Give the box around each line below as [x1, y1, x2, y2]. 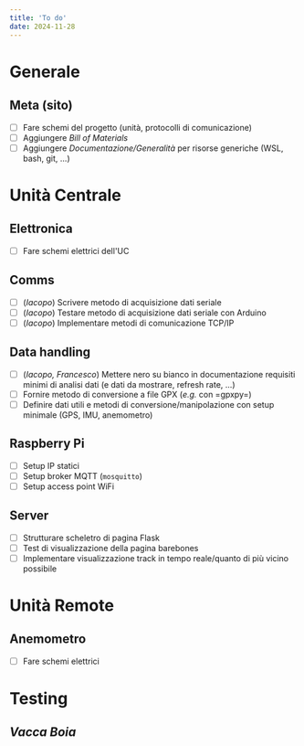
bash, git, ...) [22, 153, 70, 164]
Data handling [9, 345, 91, 360]
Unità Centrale [9, 185, 121, 206]
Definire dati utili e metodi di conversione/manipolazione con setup [22, 399, 275, 410]
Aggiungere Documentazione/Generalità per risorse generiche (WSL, [22, 143, 284, 154]
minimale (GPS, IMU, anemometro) [22, 409, 153, 421]
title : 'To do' [9, 13, 68, 23]
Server [9, 508, 49, 524]
